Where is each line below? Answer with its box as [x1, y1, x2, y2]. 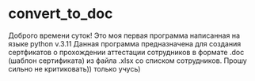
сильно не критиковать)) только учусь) [8, 64, 141, 73]
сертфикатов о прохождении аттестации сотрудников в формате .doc [8, 47, 245, 57]
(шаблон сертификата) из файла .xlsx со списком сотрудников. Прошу [8, 56, 247, 65]
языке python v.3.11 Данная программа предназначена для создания [8, 39, 242, 48]
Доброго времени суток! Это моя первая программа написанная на [8, 31, 240, 40]
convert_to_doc [8, 5, 113, 23]
